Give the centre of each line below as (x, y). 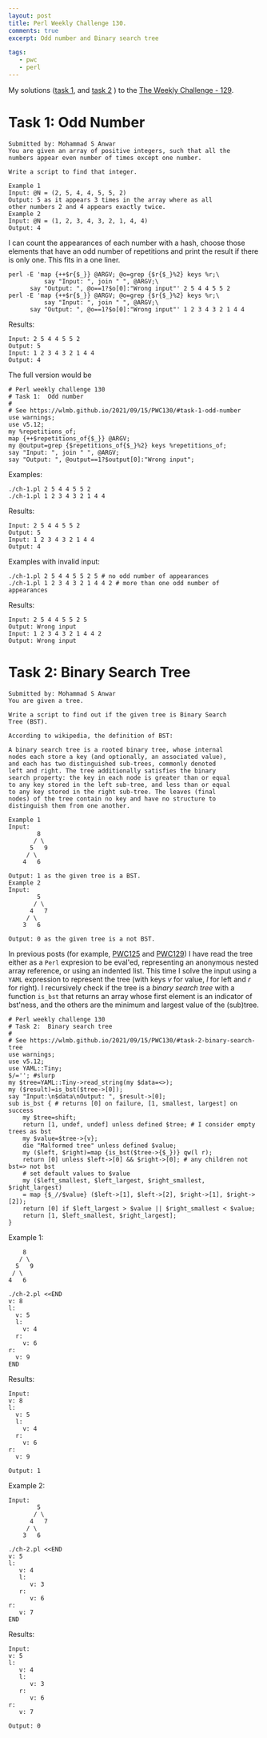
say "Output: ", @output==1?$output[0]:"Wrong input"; (102, 460)
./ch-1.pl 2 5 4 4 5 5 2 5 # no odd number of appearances (109, 576)
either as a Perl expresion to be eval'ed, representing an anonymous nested (133, 962)
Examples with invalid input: (54, 561)
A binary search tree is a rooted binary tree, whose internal (116, 749)
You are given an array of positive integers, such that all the (119, 151)
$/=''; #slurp (32, 1075)
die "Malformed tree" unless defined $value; (100, 1146)
